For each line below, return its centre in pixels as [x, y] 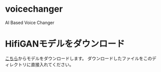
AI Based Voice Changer [30, 23]
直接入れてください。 [52, 64]
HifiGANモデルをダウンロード [65, 44]
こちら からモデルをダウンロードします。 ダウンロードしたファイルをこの [79, 58]
